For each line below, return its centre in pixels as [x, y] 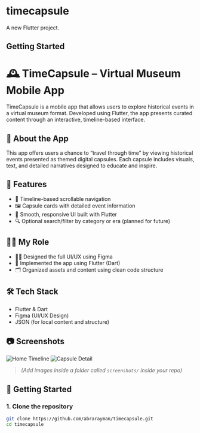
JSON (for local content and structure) [62, 321]
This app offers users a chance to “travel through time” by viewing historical [100, 153]
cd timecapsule [25, 424]
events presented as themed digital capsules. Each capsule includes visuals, [100, 160]
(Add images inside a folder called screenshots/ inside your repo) [101, 371]
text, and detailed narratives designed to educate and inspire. [82, 166]
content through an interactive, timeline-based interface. [76, 120]
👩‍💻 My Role [28, 242]
